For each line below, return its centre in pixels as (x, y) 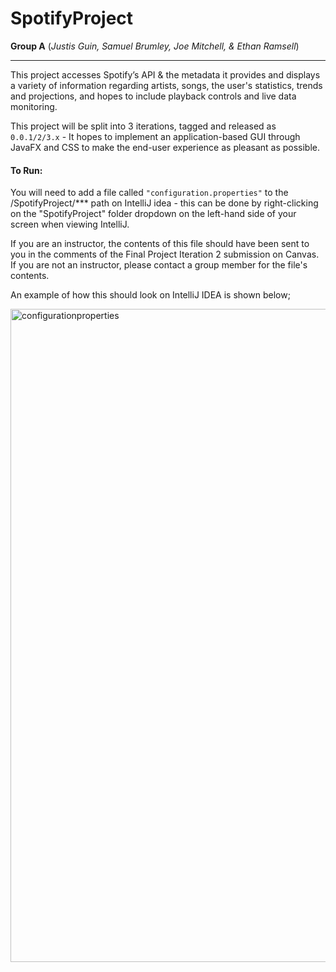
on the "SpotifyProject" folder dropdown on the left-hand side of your (153, 214)
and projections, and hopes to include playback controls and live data (153, 96)
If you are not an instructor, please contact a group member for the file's (159, 265)
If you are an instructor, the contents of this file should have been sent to (160, 244)
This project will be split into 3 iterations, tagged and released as (143, 126)
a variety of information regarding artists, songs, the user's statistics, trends (166, 85)
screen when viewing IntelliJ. (70, 224)
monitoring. (34, 106)
